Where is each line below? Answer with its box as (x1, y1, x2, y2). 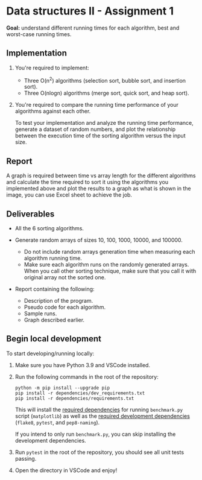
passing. (14, 455, 37, 462)
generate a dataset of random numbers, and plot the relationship (14, 125, 176, 133)
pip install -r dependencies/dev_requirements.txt (14, 390, 145, 396)
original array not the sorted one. (24, 274, 106, 281)
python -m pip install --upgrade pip (14, 385, 110, 391)
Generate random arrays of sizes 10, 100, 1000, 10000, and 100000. (14, 236, 183, 244)
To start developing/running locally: (6, 350, 95, 357)
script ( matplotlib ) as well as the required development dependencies (14, 412, 190, 420)
